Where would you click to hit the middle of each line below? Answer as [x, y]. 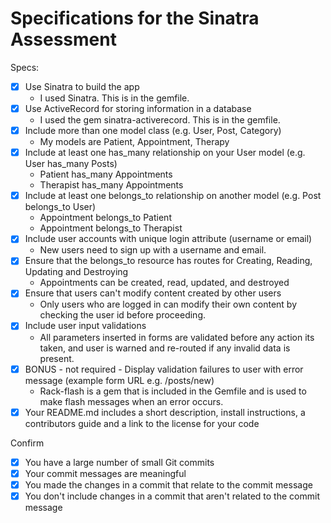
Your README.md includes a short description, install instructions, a [165, 412]
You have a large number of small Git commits [119, 462]
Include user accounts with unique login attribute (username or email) [168, 239]
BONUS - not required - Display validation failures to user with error [164, 369]
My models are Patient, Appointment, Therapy [134, 142]
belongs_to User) [60, 207]
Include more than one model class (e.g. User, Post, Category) [153, 131]
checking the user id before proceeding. [123, 315]
